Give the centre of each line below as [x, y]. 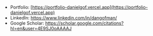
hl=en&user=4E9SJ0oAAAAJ [41, 28]
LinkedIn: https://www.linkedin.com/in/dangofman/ [63, 18]
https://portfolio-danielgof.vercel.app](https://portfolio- [90, 7]
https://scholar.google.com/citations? [84, 23]
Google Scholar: [27, 23]
